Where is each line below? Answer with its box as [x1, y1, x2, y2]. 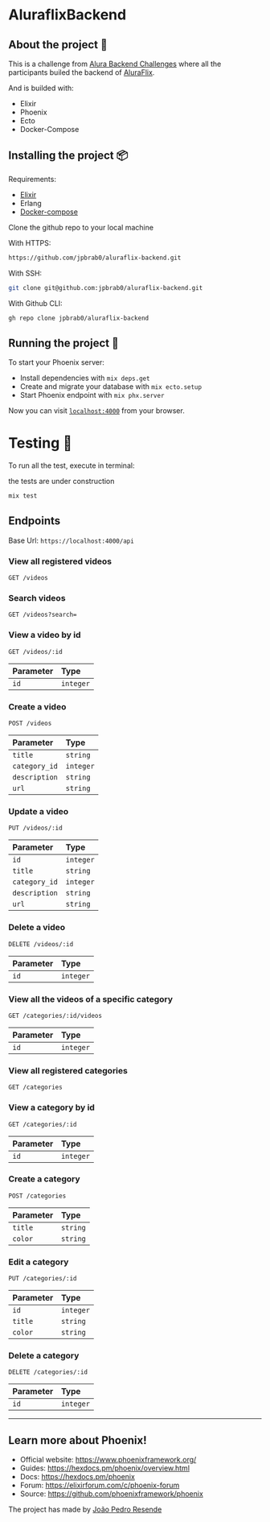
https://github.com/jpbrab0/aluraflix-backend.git [8, 254, 182, 262]
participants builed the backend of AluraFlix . [8, 68, 155, 77]
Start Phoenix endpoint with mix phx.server [19, 391, 165, 400]
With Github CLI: [8, 298, 63, 308]
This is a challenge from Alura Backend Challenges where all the [8, 59, 222, 68]
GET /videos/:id [8, 647, 63, 656]
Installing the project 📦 [8, 149, 129, 163]
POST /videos [8, 719, 52, 728]
